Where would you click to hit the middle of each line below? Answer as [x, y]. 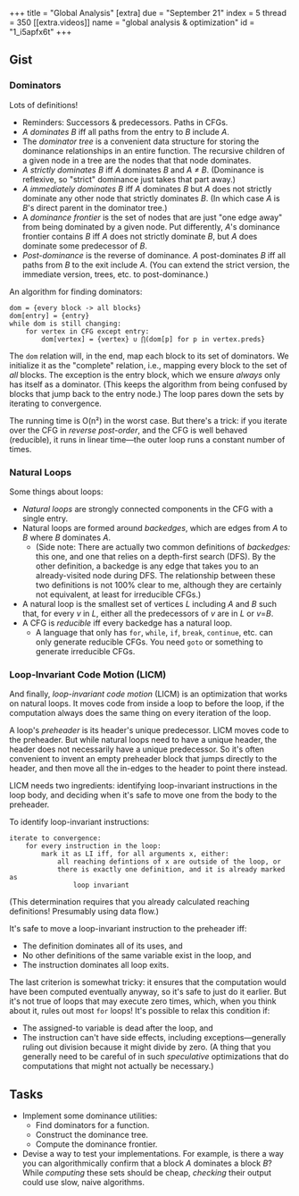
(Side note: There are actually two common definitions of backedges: [163, 547]
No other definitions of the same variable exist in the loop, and [137, 956]
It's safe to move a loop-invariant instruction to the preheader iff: [128, 929]
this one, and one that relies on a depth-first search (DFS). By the [156, 556]
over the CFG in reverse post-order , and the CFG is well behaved [129, 430]
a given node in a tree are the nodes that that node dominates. [137, 160]
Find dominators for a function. [92, 1125]
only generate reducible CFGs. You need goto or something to [149, 642]
